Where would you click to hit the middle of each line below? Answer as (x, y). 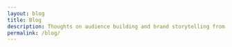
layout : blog (26, 13)
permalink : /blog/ (34, 33)
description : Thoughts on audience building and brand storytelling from (116, 26)
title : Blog (24, 20)
